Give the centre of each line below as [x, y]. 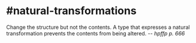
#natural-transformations [71, 11]
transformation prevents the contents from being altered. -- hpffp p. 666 [96, 33]
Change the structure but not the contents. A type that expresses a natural [98, 27]
